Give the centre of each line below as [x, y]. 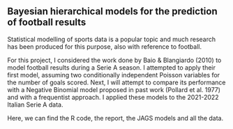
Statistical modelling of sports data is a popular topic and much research [112, 39]
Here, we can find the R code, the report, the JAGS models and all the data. [115, 118]
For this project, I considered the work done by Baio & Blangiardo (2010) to [114, 60]
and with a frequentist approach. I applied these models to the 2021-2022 [113, 97]
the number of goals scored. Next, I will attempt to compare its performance [116, 82]
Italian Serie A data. [35, 105]
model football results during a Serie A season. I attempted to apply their [112, 67]
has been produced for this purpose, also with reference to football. [105, 46]
